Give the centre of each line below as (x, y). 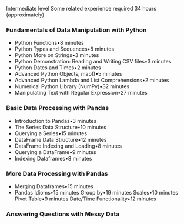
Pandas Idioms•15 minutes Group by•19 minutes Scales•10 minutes (96, 192)
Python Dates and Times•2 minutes (58, 68)
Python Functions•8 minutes (49, 43)
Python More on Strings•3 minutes (57, 55)
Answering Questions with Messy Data (63, 214)
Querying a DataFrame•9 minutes (55, 152)
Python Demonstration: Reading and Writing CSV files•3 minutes (93, 62)
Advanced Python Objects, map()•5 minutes (68, 74)
